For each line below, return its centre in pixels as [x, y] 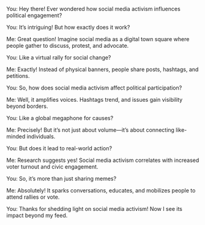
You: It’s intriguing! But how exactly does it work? [68, 27]
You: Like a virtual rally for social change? [59, 57]
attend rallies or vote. [33, 197]
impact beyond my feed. [37, 215]
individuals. [41, 136]
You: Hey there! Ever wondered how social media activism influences [93, 9]
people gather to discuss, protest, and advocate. [68, 46]
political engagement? [34, 15]
